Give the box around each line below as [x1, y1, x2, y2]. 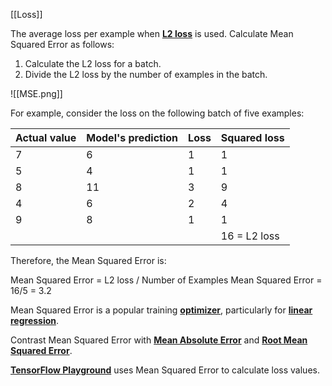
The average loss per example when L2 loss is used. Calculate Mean [10, 28, 294, 39]
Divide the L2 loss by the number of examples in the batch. [24, 69, 268, 80]
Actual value [15, 131, 77, 144]
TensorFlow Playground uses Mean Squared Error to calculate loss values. [10, 364, 320, 376]
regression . [10, 315, 60, 326]
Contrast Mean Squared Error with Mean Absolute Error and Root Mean [10, 334, 308, 346]
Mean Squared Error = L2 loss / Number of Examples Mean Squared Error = [10, 274, 323, 286]
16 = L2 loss [220, 229, 280, 243]
